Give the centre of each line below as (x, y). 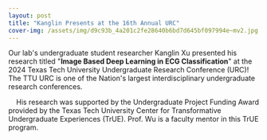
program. (24, 127)
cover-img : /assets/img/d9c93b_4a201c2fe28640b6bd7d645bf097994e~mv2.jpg (133, 30)
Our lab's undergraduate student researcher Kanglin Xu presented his (123, 53)
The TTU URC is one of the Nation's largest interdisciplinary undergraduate (132, 78)
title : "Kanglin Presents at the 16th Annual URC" (94, 23)
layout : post (30, 16)
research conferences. (45, 87)
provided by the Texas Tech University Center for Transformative (115, 111)
